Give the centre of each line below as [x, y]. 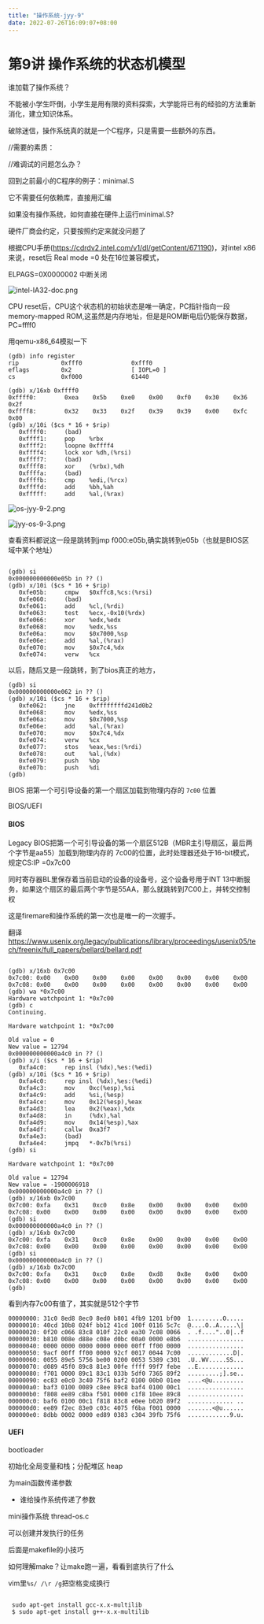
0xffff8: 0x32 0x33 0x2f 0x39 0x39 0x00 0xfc [128, 412]
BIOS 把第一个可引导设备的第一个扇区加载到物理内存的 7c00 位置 [112, 790]
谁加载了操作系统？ [39, 87]
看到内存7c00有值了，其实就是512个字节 [74, 1303]
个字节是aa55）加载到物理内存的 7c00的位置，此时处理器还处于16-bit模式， [131, 852]
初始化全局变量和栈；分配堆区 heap [66, 1466]
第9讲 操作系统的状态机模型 [97, 64]
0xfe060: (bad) [50, 599]
